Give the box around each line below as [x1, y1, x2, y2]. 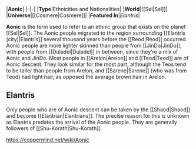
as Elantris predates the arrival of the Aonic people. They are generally [6, 118, 178, 125]
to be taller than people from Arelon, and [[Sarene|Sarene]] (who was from [6, 67, 187, 74]
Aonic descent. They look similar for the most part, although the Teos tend [6, 61, 187, 68]
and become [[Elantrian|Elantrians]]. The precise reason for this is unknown [6, 112, 190, 119]
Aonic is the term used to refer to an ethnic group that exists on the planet [6, 24, 186, 30]
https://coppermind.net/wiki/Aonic [6, 136, 89, 143]
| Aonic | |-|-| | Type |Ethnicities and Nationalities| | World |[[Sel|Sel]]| [6, 6, 168, 12]
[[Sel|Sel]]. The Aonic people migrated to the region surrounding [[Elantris [6, 29, 186, 37]
